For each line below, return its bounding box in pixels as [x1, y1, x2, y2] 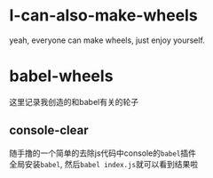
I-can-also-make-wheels [9, 5, 198, 26]
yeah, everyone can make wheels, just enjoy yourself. [9, 35, 206, 45]
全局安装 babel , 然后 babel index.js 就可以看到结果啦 [9, 158, 199, 169]
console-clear [9, 123, 89, 138]
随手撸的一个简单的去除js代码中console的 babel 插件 [9, 148, 197, 158]
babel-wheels [9, 66, 114, 86]
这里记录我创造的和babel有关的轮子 [9, 96, 139, 107]
